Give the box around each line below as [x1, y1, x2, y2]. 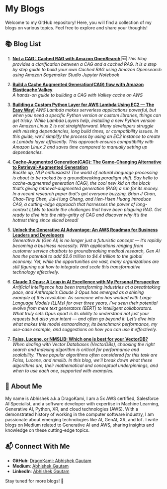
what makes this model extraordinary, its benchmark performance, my [12, 321, 158, 327]
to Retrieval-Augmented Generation [12, 164, 88, 170]
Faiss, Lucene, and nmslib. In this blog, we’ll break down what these [12, 357, 153, 363]
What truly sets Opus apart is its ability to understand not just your [12, 310, 150, 316]
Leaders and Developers [12, 232, 65, 238]
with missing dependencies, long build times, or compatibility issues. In [12, 128, 159, 134]
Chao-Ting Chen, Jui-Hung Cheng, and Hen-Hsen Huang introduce [12, 196, 152, 202]
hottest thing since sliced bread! [12, 217, 79, 223]
